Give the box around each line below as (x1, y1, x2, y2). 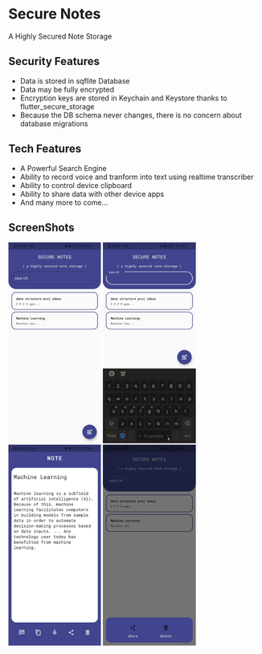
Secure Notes (8, 5, 101, 23)
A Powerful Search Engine (19, 163, 107, 173)
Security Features (8, 55, 100, 68)
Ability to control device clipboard (19, 180, 133, 190)
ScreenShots (8, 220, 75, 234)
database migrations (19, 118, 88, 129)
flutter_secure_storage (19, 101, 95, 111)
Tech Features (8, 142, 82, 156)
